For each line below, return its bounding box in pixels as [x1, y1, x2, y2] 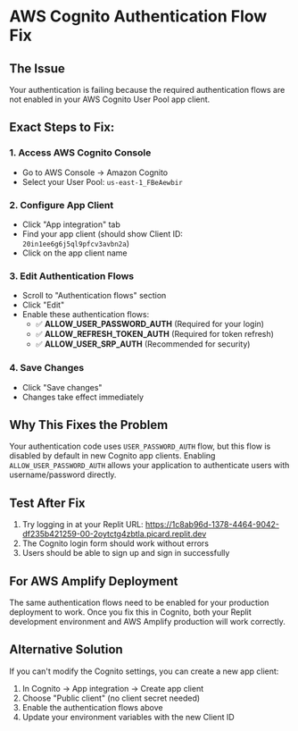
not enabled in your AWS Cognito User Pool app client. [9, 94, 211, 105]
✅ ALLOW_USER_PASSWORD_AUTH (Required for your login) [35, 319, 265, 330]
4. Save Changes [9, 362, 85, 374]
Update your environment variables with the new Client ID [21, 711, 235, 722]
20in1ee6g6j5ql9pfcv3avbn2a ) [21, 238, 130, 248]
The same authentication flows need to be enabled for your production [9, 597, 269, 609]
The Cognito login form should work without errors [21, 538, 210, 549]
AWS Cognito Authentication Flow [9, 6, 268, 27]
